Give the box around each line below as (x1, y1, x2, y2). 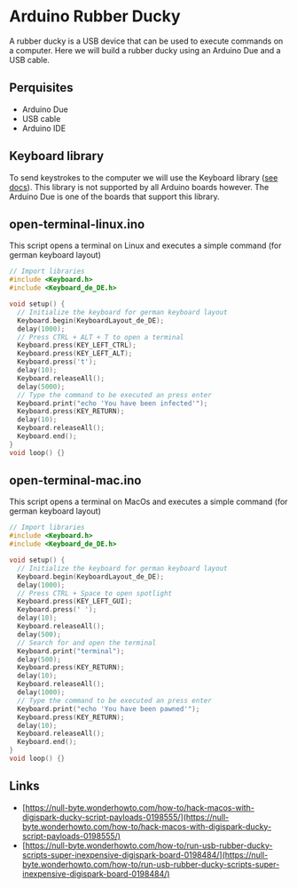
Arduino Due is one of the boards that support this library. (9, 191, 220, 202)
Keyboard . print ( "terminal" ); (17, 646, 125, 655)
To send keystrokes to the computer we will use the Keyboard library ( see (9, 172, 278, 183)
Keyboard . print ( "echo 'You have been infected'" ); (17, 398, 208, 408)
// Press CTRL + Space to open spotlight (17, 588, 173, 597)
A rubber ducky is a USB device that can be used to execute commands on (9, 36, 284, 46)
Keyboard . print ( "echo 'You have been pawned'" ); (17, 704, 200, 713)
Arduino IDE (21, 123, 66, 133)
